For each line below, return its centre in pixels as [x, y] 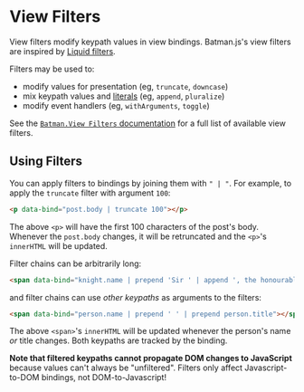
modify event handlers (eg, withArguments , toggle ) [116, 105]
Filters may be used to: [52, 69]
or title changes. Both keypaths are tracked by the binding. [119, 340]
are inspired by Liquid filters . [62, 51]
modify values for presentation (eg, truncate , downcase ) [125, 86]
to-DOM [24, 378]
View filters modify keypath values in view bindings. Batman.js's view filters [150, 42]
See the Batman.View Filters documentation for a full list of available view [148, 123]
